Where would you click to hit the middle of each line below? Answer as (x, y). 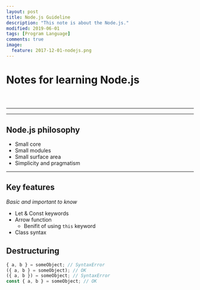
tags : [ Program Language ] (38, 34)
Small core (28, 144)
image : (14, 45)
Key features (30, 187)
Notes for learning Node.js (73, 79)
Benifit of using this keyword (60, 226)
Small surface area (38, 157)
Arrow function (33, 219)
